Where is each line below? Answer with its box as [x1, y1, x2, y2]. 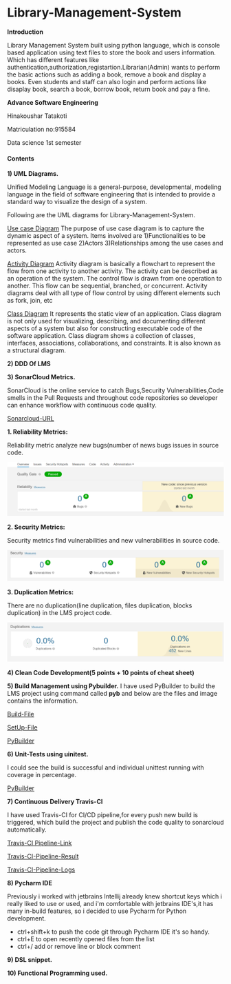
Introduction [7, 28, 43, 36]
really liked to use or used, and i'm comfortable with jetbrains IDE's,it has [7, 899, 214, 907]
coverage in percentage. [7, 770, 77, 779]
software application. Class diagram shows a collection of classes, [7, 332, 196, 340]
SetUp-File [7, 723, 38, 732]
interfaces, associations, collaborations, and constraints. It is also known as [7, 339, 221, 348]
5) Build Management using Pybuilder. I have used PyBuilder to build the [7, 681, 215, 690]
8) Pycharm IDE [7, 878, 53, 887]
